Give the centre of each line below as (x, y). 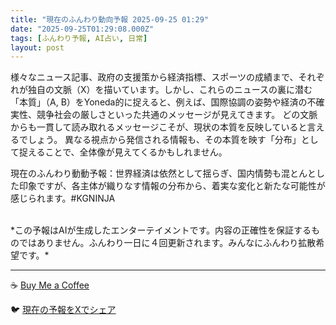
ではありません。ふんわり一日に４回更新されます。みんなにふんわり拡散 (167, 243)
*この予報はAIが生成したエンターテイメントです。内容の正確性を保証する (161, 230)
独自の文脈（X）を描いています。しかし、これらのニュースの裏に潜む (170, 90)
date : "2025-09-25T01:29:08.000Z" (82, 29)
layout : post (37, 47)
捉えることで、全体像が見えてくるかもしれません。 (123, 152)
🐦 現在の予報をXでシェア (63, 310)
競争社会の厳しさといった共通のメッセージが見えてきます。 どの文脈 (177, 115)
